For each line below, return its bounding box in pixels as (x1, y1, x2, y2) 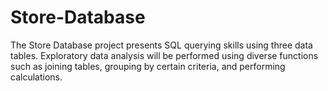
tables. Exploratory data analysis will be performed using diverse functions (10, 49, 319, 61)
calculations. (10, 71, 63, 83)
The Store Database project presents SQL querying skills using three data (10, 39, 313, 51)
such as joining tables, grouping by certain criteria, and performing (10, 60, 286, 72)
